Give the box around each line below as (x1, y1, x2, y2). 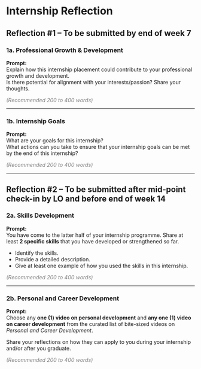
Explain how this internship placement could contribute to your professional (6, 66, 193, 73)
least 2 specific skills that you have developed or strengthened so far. (6, 237, 179, 245)
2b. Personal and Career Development (6, 294, 120, 303)
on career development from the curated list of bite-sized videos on (6, 321, 175, 328)
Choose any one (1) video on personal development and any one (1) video (6, 314, 191, 321)
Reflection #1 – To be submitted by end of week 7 (6, 28, 191, 38)
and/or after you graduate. (6, 345, 72, 352)
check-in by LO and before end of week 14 (6, 193, 166, 204)
